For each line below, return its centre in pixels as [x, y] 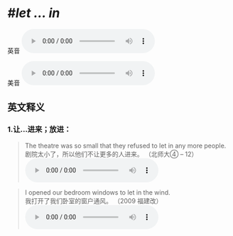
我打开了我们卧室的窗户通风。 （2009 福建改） [93, 200]
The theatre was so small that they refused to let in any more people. [125, 145]
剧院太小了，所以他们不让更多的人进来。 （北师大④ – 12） [111, 154]
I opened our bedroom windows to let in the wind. [97, 192]
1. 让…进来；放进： [39, 130]
